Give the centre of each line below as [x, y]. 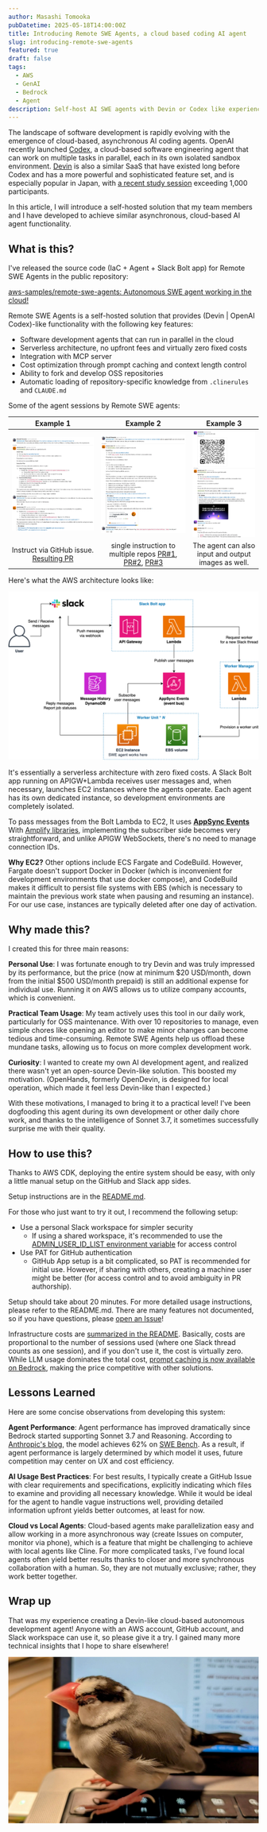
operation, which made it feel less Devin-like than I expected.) [109, 1088]
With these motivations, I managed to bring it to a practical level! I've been [130, 1103]
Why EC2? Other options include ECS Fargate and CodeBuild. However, [126, 863]
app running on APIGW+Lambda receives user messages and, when [120, 781]
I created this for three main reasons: [69, 949]
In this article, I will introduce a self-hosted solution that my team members [130, 207]
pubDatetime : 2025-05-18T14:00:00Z [67, 25]
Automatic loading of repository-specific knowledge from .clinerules [134, 382]
